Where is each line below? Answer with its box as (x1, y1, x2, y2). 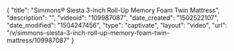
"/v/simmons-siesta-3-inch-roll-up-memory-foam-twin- (6, 28, 170, 37)
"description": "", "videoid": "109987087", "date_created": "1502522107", (6, 13, 219, 22)
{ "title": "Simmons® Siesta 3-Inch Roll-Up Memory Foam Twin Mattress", (6, 6, 220, 14)
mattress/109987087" (6, 36, 70, 45)
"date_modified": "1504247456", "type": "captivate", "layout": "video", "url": (6, 21, 228, 29)
